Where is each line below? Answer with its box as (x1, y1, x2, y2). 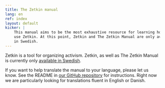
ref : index (5, 16, 27, 21)
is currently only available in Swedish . (5, 57, 82, 64)
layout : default (5, 21, 38, 26)
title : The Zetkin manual (5, 7, 58, 12)
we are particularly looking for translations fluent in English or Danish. (5, 77, 146, 83)
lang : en (5, 12, 23, 17)
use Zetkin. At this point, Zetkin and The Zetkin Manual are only (14, 35, 155, 40)
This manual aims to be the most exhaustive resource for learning (14, 30, 155, 35)
